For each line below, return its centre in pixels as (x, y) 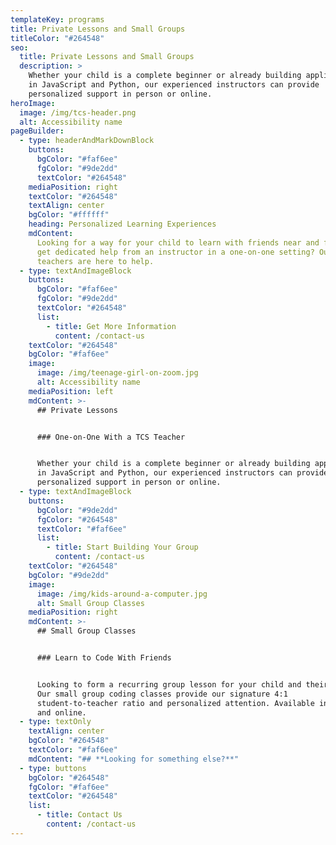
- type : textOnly (55, 722)
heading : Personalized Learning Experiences (122, 224)
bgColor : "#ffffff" (69, 215)
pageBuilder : (37, 131)
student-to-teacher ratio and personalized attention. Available (175, 703)
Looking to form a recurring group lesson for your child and (169, 684)
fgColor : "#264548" (77, 519)
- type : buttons (53, 768)
